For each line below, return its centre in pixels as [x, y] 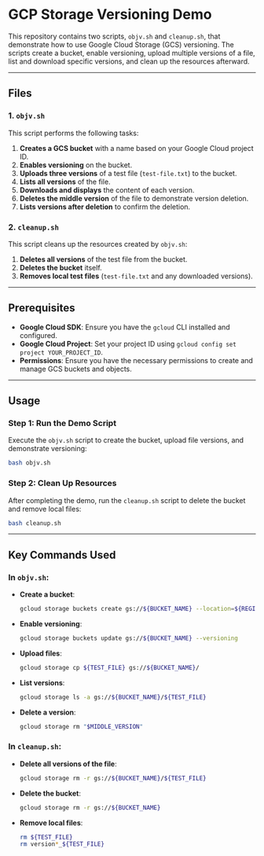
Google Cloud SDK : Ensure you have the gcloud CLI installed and [125, 327]
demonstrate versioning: [48, 449]
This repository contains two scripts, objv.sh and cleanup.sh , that [114, 36]
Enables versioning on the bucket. [76, 165]
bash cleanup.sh [35, 523]
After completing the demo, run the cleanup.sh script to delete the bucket [127, 500]
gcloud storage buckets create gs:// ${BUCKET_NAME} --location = [127, 609]
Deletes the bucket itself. [60, 267]
